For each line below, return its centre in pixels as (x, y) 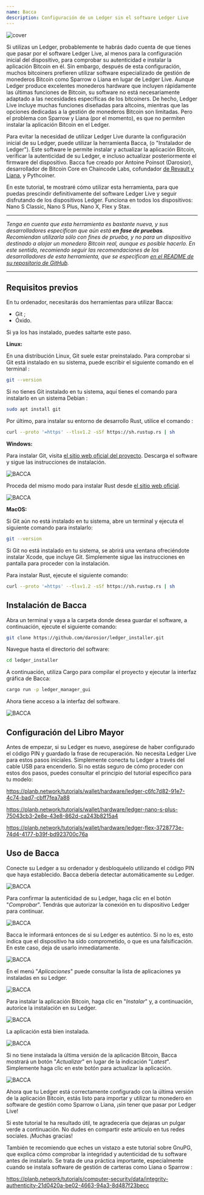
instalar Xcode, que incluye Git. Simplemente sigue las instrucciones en (96, 557)
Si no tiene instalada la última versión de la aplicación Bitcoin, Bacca (92, 1055)
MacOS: (17, 509)
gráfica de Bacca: (28, 679)
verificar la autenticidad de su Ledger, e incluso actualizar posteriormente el (101, 155)
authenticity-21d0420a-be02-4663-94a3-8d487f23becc (78, 1185)
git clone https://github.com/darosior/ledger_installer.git (85, 637)
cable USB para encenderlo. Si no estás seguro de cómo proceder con (95, 766)
